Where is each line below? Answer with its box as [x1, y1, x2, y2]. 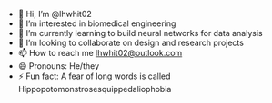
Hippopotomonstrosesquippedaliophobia [17, 84, 172, 94]
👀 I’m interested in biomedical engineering [17, 18, 176, 29]
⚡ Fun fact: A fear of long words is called [17, 70, 171, 81]
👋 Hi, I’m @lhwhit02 [17, 9, 93, 19]
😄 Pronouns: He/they [17, 61, 100, 71]
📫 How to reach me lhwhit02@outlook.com [17, 48, 183, 58]
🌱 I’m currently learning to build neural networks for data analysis [17, 28, 263, 38]
